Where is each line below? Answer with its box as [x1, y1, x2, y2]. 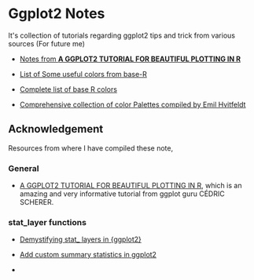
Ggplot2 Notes [8, 5, 105, 23]
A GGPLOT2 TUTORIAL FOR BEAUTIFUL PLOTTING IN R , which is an [19, 181, 242, 191]
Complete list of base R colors [19, 84, 118, 94]
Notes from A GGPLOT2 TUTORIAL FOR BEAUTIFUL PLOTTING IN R [19, 54, 241, 64]
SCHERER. [19, 198, 54, 207]
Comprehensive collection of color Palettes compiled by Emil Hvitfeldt [19, 100, 246, 109]
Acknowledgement [8, 122, 104, 136]
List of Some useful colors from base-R [19, 69, 148, 78]
